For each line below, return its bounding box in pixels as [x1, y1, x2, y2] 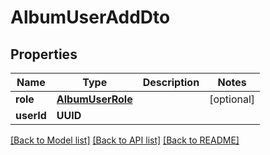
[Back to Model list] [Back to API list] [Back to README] [10, 134, 240, 146]
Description [142, 76, 200, 89]
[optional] [209, 92, 256, 106]
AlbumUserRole [56, 92, 133, 106]
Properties [10, 46, 78, 63]
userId [15, 109, 47, 122]
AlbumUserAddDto [10, 6, 171, 29]
